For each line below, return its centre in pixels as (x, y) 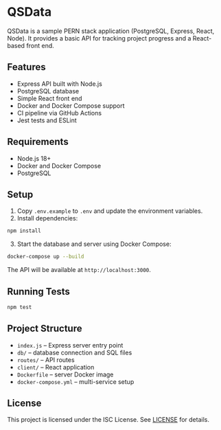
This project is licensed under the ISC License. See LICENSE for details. (108, 420)
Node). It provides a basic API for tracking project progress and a (99, 38)
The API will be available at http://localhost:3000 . (79, 270)
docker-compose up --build (46, 257)
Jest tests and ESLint (47, 120)
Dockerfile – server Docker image (65, 374)
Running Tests (38, 292)
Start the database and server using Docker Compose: (94, 244)
